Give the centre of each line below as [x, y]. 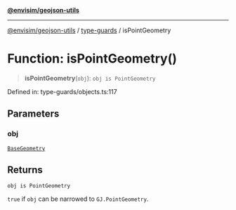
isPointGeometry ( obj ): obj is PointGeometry [90, 78]
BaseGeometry [26, 148]
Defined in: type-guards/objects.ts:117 [62, 91]
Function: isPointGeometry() [92, 59]
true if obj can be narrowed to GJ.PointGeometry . [78, 199]
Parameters [33, 114]
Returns [25, 170]
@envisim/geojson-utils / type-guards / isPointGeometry [89, 30]
